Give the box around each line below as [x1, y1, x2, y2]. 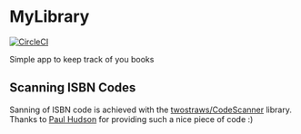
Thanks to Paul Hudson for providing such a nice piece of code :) [9, 113, 254, 124]
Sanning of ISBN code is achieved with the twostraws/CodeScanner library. [9, 104, 293, 115]
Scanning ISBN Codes [9, 80, 136, 96]
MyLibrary [9, 6, 90, 27]
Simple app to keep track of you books [9, 53, 155, 64]
